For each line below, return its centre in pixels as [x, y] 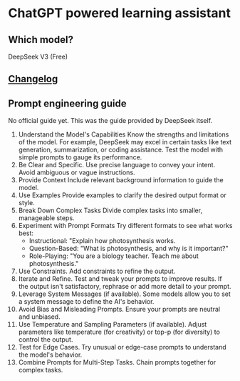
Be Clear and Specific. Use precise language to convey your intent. [117, 165]
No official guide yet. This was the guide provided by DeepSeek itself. [110, 121]
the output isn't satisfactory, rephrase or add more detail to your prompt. [125, 287]
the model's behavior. [50, 355]
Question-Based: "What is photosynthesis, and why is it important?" [129, 249]
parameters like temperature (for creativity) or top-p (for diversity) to [119, 332]
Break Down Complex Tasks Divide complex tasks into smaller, [110, 211]
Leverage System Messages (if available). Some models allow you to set [124, 294]
